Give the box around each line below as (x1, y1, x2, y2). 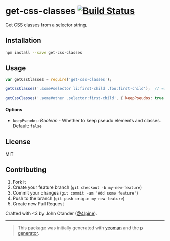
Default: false (12, 123, 42, 129)
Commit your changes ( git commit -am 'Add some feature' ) (12, 189, 138, 196)
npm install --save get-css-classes (5, 50, 82, 55)
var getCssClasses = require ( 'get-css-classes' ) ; (5, 77, 112, 82)
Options (5, 106, 23, 112)
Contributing (5, 166, 47, 174)
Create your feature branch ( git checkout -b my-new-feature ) (12, 184, 142, 190)
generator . (17, 230, 39, 236)
